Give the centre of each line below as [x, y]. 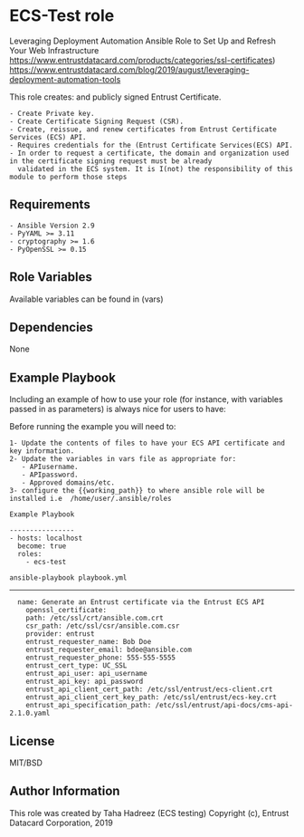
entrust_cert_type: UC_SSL [76, 666]
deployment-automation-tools [65, 79]
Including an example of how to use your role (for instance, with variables [146, 399]
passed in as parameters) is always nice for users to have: [118, 409]
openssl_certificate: [66, 611]
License [32, 741]
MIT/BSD [26, 763]
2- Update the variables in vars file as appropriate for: [123, 459]
